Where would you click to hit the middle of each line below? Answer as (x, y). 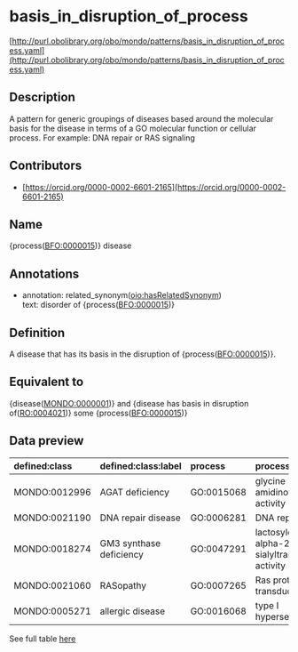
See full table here (43, 639)
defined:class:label (141, 466)
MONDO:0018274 (52, 549)
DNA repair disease (140, 518)
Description (42, 97)
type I (267, 605)
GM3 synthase (130, 543)
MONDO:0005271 (52, 611)
